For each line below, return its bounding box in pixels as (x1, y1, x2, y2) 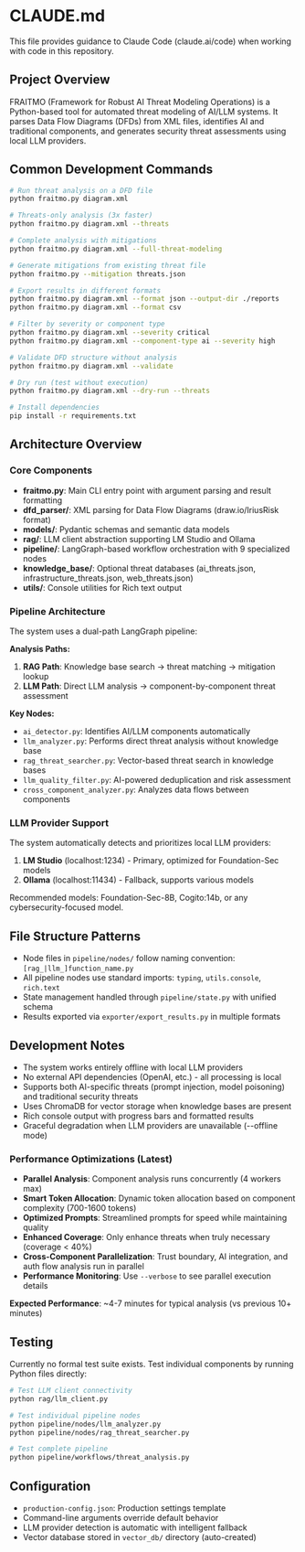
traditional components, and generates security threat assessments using (9, 125, 287, 136)
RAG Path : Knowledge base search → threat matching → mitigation (22, 661, 276, 672)
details (22, 1280, 48, 1291)
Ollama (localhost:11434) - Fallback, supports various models (22, 874, 254, 885)
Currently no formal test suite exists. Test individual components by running (9, 1359, 294, 1370)
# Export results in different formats (9, 285, 162, 295)
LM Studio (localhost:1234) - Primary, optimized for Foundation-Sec (22, 855, 279, 866)
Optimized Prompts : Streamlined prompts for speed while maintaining (22, 1213, 288, 1224)
